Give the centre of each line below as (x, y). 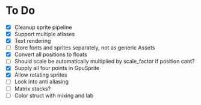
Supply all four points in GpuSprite (57, 68)
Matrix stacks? (32, 89)
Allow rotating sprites (41, 75)
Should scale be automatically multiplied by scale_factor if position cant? (104, 62)
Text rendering (32, 41)
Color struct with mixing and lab (54, 95)
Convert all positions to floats (51, 54)
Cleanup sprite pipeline (43, 27)
